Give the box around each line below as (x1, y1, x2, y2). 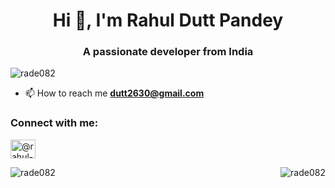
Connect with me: (10, 116, 99, 130)
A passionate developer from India (82, 45, 254, 59)
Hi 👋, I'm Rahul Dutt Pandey (52, 9, 284, 32)
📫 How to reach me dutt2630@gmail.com (24, 87, 205, 99)
